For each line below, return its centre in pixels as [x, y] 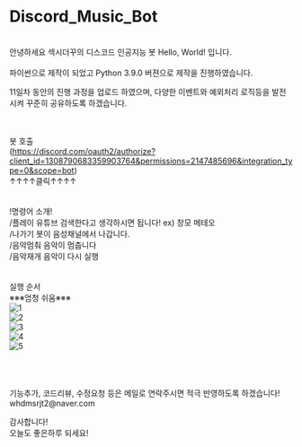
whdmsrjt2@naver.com [53, 403]
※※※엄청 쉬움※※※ [40, 297]
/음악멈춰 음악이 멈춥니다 [53, 245]
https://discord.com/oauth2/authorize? [84, 151]
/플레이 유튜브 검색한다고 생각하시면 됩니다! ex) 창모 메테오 [112, 223]
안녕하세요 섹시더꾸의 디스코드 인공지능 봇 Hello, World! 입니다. [120, 52]
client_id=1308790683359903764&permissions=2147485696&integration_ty [151, 161]
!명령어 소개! [31, 211]
